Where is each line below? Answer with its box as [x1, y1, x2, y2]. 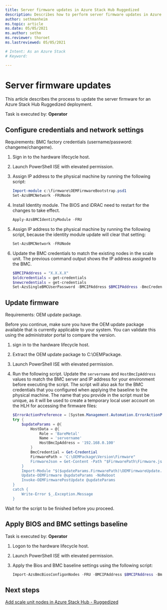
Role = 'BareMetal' [39, 431, 80, 436]
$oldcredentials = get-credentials [12, 275, 87, 280]
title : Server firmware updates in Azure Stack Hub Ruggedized [5, 7, 140, 13]
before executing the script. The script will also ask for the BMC [12, 382, 144, 388]
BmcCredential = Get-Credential [30, 450, 98, 455]
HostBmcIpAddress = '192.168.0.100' [39, 440, 116, 446]
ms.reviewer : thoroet [5, 36, 50, 41]
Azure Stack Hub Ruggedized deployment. [5, 101, 93, 108]
